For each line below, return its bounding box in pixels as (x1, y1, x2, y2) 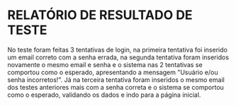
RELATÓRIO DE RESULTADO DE (7, 7, 193, 23)
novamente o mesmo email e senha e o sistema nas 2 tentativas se (7, 60, 203, 69)
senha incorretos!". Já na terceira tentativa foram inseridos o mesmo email (7, 75, 225, 84)
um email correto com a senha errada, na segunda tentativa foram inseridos (7, 53, 229, 61)
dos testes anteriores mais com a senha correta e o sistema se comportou (7, 83, 225, 91)
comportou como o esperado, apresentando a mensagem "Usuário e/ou (7, 68, 218, 76)
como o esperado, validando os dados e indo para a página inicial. (7, 90, 201, 99)
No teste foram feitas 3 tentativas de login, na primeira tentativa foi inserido (7, 45, 228, 54)
